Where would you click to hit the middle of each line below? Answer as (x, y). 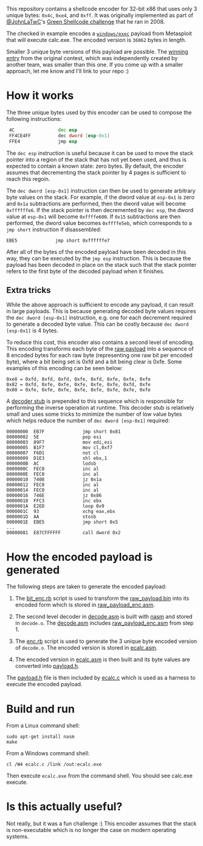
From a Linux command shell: (43, 726)
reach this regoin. (28, 179)
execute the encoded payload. (44, 684)
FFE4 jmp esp (43, 141)
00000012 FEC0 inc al (53, 485)
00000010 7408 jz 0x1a (54, 480)
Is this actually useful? (64, 807)
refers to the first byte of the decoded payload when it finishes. (86, 271)
